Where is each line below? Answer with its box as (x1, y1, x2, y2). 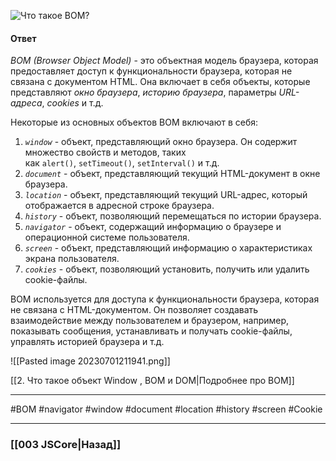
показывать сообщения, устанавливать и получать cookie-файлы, (10, 325, 293, 337)
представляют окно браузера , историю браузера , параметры (10, 86, 277, 99)
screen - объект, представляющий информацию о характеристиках (24, 242, 313, 254)
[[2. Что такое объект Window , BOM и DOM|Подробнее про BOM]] (10, 375, 295, 387)
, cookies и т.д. (41, 97, 104, 109)
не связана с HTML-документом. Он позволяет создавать (10, 304, 259, 316)
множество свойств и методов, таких (24, 146, 187, 159)
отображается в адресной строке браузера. (24, 200, 215, 212)
